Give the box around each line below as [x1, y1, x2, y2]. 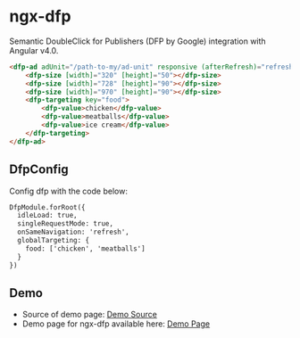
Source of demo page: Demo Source [21, 309, 158, 320]
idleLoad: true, [17, 211, 78, 220]
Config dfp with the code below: [9, 185, 128, 196]
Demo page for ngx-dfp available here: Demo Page [21, 318, 211, 329]
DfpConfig [9, 162, 69, 177]
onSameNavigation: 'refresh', [17, 227, 129, 237]
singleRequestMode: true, [17, 219, 114, 228]
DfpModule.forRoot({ [9, 202, 87, 211]
